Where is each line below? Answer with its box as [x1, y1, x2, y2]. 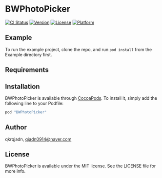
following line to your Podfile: [5, 100, 64, 106]
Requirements [5, 66, 49, 74]
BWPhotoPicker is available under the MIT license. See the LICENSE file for [5, 163, 156, 169]
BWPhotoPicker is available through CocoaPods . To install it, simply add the [5, 95, 158, 101]
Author [5, 123, 27, 132]
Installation [5, 82, 40, 90]
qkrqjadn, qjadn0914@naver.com [5, 136, 72, 142]
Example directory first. [5, 52, 52, 57]
